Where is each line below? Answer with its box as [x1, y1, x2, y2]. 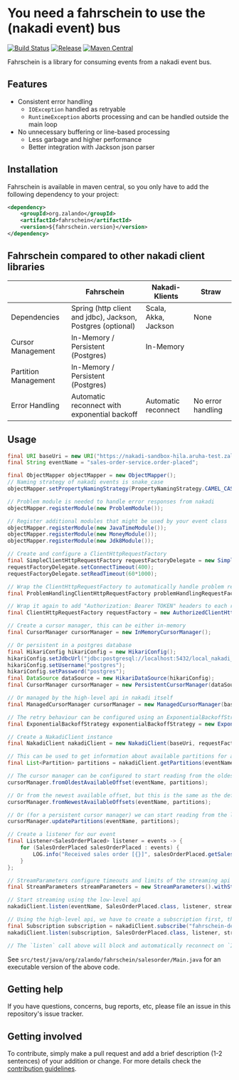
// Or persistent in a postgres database [7, 641, 132, 648]
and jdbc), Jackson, [70, 312, 137, 322]
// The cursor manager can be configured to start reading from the [7, 773, 215, 780]
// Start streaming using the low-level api [7, 897, 142, 904]
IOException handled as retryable [28, 105, 126, 113]
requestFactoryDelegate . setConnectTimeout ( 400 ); [7, 564, 154, 571]
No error [193, 396, 222, 406]
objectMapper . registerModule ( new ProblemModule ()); [7, 504, 164, 511]
